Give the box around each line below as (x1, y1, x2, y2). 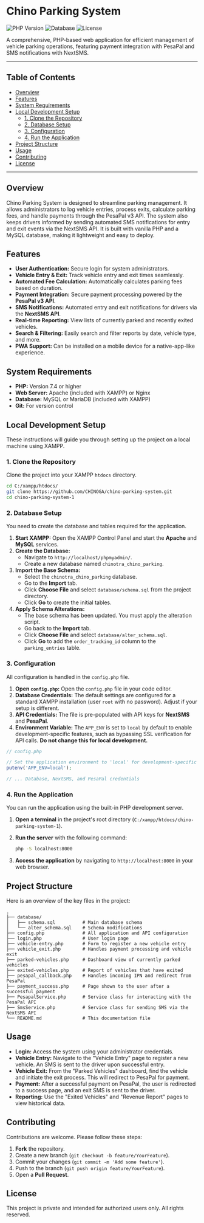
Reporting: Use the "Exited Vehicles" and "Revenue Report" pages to (15, 1093, 189, 1100)
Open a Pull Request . (15, 1171, 69, 1178)
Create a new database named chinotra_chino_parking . (24, 560, 164, 568)
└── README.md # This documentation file (6, 1015, 151, 1021)
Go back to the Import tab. (24, 625, 91, 632)
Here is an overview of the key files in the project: (6, 897, 131, 904)
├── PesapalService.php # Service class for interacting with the (6, 994, 191, 1000)
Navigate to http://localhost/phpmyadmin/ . (24, 554, 132, 561)
